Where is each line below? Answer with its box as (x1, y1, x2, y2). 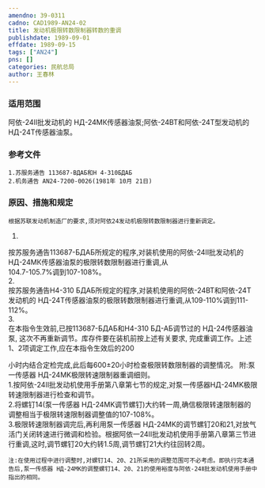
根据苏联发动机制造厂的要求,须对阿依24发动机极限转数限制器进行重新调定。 (8, 217, 219, 225)
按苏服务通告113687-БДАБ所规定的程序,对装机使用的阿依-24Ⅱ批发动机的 (8, 247, 244, 257)
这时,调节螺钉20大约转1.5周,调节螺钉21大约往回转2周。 (31, 439, 210, 448)
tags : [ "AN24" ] (8, 48, 59, 56)
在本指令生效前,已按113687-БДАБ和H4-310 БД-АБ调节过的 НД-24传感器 (8, 323, 247, 333)
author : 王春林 (8, 70, 55, 78)
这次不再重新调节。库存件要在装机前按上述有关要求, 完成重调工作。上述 (18, 333, 252, 342)
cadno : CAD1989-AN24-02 (8, 19, 87, 27)
